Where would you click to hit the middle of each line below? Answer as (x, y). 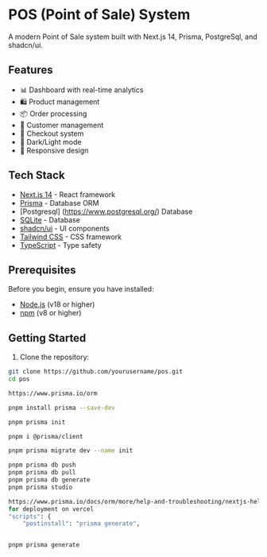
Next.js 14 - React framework (68, 194)
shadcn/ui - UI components (64, 228)
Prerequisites (42, 270)
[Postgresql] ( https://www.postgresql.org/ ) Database (106, 211)
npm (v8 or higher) (50, 313)
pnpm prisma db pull (43, 473)
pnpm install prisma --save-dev (62, 408)
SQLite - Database (50, 219)
